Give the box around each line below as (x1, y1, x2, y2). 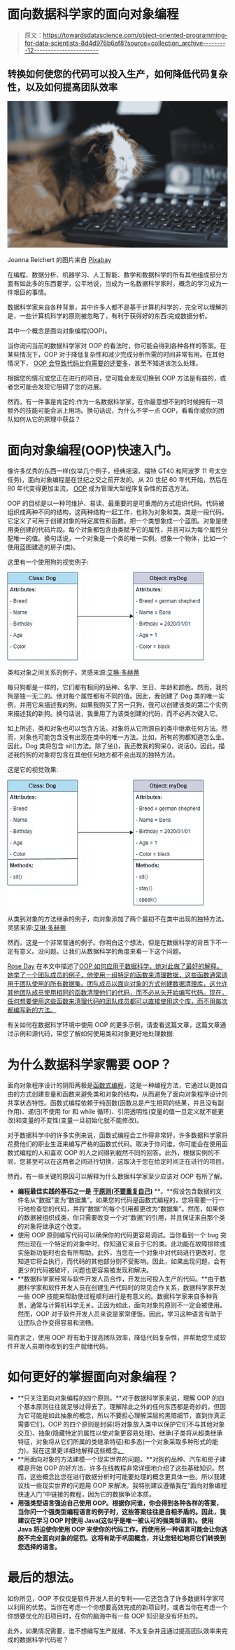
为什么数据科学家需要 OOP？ (7, 1057, 172, 1073)
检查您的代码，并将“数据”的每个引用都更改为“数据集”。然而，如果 (29, 1204, 219, 1213)
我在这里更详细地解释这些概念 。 (31, 1446, 124, 1455)
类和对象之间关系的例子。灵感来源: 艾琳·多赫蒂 (7, 668, 140, 677)
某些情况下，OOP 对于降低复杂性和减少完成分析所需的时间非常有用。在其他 (7, 350, 225, 359)
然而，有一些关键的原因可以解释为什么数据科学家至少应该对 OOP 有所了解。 (7, 1172, 227, 1181)
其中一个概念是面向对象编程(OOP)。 (7, 326, 111, 335)
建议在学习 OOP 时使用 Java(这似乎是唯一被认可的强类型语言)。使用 (17, 1516, 214, 1525)
